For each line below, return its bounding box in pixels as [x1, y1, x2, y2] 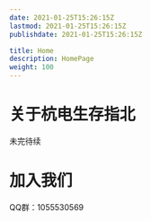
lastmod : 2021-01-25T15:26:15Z [9, 22, 127, 31]
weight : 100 [9, 63, 54, 72]
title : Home [9, 46, 54, 55]
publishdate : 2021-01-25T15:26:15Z [9, 30, 143, 39]
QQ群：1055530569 [9, 201, 84, 212]
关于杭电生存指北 [9, 104, 137, 125]
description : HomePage [9, 55, 94, 64]
